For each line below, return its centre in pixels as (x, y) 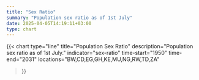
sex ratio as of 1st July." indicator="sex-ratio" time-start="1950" (87, 53)
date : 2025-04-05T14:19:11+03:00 (49, 23)
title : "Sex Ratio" (31, 12)
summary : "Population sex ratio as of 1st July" (69, 18)
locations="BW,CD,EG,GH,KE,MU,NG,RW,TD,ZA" (99, 59)
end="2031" (22, 59)
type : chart (21, 29)
